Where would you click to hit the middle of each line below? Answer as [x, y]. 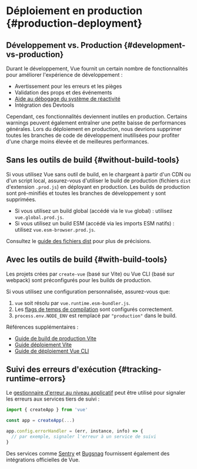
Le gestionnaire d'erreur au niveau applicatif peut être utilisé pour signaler [96, 393]
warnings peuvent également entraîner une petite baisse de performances [96, 123]
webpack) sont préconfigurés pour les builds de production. [79, 280]
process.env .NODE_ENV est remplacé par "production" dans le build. [96, 315]
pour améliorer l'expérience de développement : [64, 75]
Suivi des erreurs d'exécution [61, 370]
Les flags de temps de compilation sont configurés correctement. [94, 309]
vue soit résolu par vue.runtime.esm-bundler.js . [72, 303]
